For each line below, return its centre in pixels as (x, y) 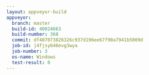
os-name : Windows (34, 57)
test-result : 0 (31, 62)
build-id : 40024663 (37, 29)
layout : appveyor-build (37, 12)
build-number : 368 (35, 34)
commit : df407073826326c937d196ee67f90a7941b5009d (78, 40)
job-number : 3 (30, 51)
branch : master (31, 23)
